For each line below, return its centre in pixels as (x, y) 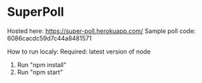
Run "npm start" (40, 72)
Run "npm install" (42, 64)
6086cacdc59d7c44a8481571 (49, 38)
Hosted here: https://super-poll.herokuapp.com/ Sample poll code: (101, 31)
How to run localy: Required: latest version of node (79, 51)
